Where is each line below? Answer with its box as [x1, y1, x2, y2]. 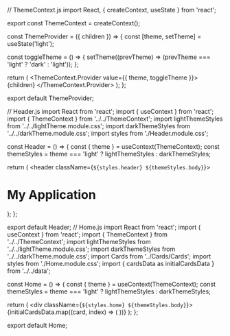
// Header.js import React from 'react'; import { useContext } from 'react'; [7, 108, 214, 115]
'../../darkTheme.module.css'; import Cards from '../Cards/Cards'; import [7, 252, 211, 260]
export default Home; [7, 321, 67, 329]
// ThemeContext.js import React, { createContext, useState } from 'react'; [7, 6, 216, 14]
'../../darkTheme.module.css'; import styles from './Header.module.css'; [7, 130, 209, 137]
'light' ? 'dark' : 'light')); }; [7, 60, 79, 68]
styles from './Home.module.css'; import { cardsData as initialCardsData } [7, 259, 215, 267]
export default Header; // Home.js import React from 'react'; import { [7, 223, 201, 231]
